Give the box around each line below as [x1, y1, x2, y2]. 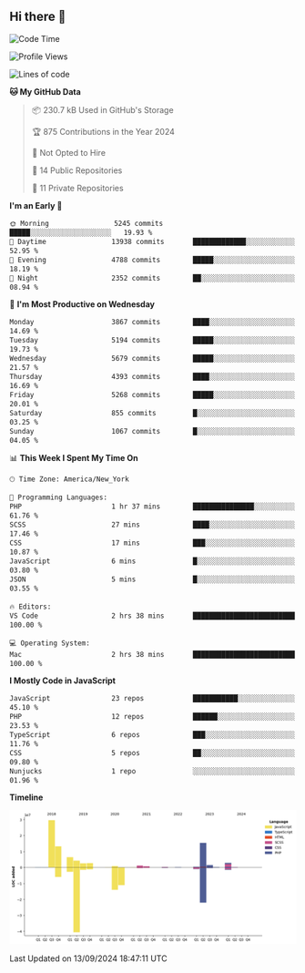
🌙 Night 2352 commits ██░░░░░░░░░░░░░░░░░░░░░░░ [9, 273, 296, 282]
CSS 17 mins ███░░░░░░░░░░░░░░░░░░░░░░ [9, 538, 296, 548]
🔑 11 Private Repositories [31, 182, 125, 193]
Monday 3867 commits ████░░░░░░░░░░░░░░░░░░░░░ [9, 317, 296, 326]
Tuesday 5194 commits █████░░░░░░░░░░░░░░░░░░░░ [9, 335, 296, 344]
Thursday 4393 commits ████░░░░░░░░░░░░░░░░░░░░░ [9, 372, 296, 381]
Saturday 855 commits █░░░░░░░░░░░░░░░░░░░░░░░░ [9, 408, 296, 417]
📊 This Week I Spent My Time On [9, 452, 138, 463]
